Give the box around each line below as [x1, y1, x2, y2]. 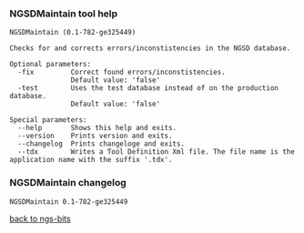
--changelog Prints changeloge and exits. [17, 139, 185, 148]
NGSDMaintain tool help [9, 7, 118, 20]
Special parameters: [9, 116, 88, 125]
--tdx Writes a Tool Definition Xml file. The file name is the [17, 147, 296, 157]
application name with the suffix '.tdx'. [9, 156, 173, 165]
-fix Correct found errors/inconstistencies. [17, 67, 226, 77]
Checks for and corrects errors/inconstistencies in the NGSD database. [9, 44, 291, 53]
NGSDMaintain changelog [9, 177, 127, 189]
